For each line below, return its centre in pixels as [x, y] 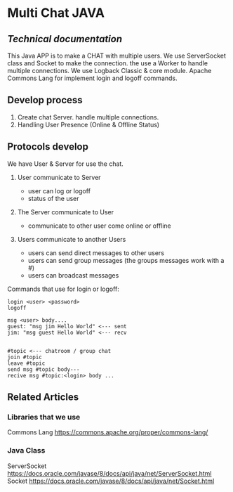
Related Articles [43, 397]
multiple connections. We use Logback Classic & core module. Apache [109, 71]
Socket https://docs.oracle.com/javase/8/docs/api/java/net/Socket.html [111, 481]
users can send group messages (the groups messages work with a [126, 260]
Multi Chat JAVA [56, 13]
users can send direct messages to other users [96, 253]
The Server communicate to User [66, 212]
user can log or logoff [59, 190]
